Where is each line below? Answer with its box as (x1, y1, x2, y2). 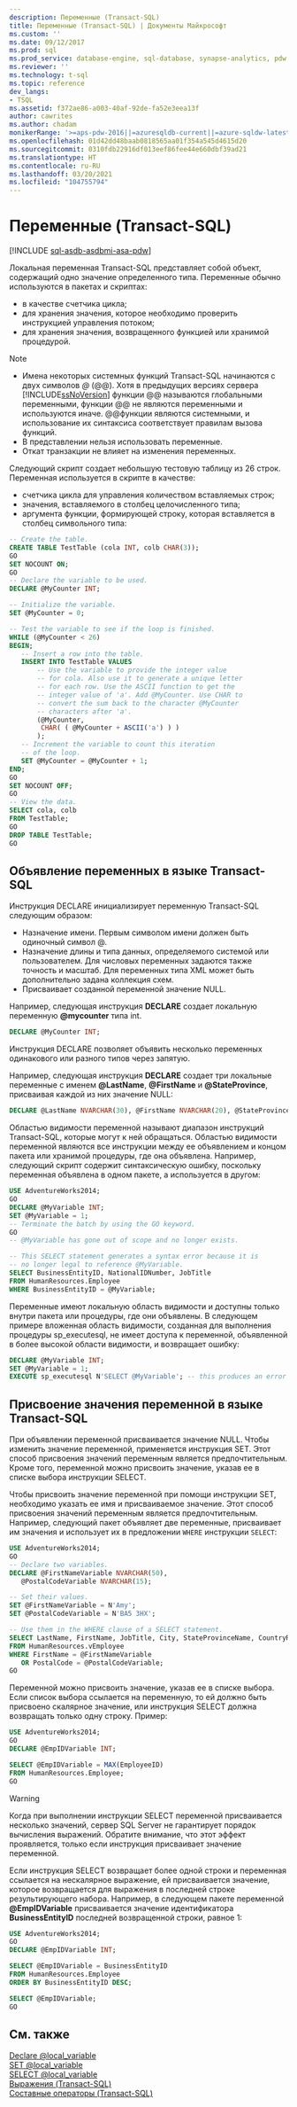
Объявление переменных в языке (9, 863, 208, 878)
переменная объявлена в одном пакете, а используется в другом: (9, 1169, 261, 1180)
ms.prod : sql (9, 46, 57, 55)
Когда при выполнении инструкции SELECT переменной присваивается (9, 1810, 283, 1821)
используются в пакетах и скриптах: (9, 281, 148, 293)
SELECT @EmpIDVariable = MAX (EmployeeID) (9, 1760, 164, 1769)
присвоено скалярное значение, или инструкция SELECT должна (9, 1701, 257, 1712)
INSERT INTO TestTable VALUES (20, 658, 133, 667)
